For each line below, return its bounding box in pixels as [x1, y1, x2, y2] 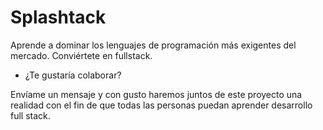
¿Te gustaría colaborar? [24, 69, 122, 81]
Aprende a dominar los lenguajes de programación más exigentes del [10, 39, 297, 51]
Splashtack [10, 6, 107, 29]
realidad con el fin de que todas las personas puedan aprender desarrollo [10, 99, 313, 111]
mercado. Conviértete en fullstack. [10, 49, 153, 61]
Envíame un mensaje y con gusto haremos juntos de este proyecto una [10, 88, 303, 100]
